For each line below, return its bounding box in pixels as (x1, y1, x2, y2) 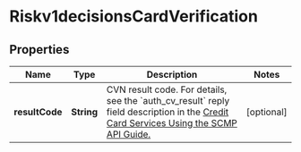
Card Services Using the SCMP (106, 117, 237, 129)
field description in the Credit (106, 106, 229, 118)
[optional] (245, 106, 288, 118)
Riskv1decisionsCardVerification (9, 6, 258, 27)
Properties (9, 42, 70, 57)
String (71, 106, 99, 118)
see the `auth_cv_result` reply (106, 95, 230, 106)
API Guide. (106, 128, 151, 140)
